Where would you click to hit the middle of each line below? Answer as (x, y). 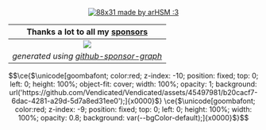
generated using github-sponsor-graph (87, 56)
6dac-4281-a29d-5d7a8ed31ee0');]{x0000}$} (87, 101)
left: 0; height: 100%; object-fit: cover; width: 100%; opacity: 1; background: (133, 84)
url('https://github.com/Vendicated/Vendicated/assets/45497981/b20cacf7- (133, 92)
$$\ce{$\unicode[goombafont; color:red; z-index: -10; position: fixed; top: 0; (133, 76)
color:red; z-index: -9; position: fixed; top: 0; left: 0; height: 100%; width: (133, 109)
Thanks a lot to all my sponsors (87, 32)
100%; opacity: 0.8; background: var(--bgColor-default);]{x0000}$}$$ (133, 118)
